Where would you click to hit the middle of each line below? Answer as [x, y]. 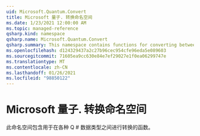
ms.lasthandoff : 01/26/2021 [41, 73]
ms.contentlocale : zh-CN [37, 67]
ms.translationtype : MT [36, 61]
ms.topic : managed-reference [42, 28]
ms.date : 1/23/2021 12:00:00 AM [46, 23]
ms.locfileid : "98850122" [38, 78]
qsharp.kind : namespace [36, 34]
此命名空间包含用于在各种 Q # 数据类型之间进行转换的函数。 [80, 127]
